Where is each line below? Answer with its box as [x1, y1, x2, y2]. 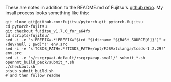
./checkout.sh [5, 64, 36, 69]
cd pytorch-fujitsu [5, 24, 47, 29]
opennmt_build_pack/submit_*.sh [5, 60, 74, 65]
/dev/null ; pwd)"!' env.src [5, 42, 68, 47]
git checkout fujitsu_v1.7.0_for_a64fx [5, 29, 91, 34]
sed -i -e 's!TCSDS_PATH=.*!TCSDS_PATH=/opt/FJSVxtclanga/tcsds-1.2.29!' [5, 46, 166, 51]
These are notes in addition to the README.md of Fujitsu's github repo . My [5, 5, 163, 10]
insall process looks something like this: [5, 10, 89, 16]
